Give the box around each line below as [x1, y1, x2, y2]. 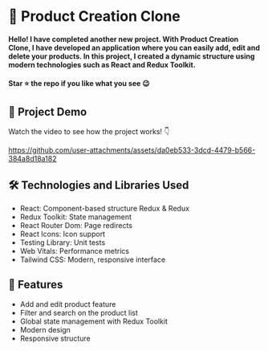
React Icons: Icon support [19, 229, 106, 239]
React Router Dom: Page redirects [19, 221, 132, 230]
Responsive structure [19, 333, 91, 343]
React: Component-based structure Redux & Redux [19, 204, 190, 213]
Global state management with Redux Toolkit [19, 316, 169, 326]
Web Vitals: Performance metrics [19, 247, 130, 255]
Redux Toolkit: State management [19, 212, 132, 222]
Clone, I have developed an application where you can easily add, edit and [8, 43, 261, 52]
